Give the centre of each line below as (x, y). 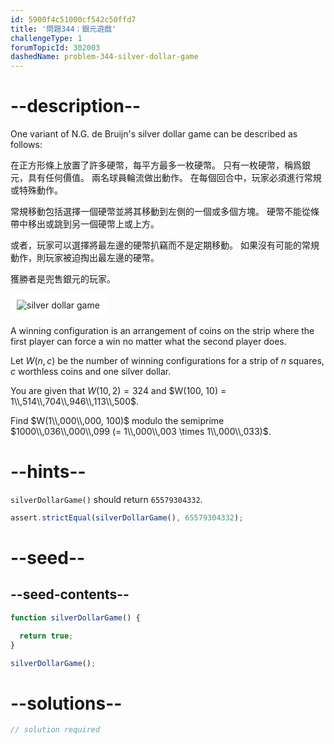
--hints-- (48, 472)
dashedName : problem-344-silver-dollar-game (104, 57)
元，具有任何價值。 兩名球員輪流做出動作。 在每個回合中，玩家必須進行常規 (166, 178)
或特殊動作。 (36, 190)
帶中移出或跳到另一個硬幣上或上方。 (85, 224)
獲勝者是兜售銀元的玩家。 (63, 279)
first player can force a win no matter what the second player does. (148, 342)
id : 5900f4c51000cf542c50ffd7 (73, 19)
